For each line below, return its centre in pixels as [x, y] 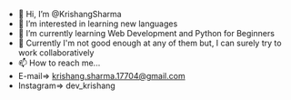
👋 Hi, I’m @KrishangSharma [70, 14]
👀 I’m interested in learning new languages [98, 24]
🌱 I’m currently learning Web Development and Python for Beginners [146, 33]
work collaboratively [56, 53]
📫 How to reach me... [59, 63]
